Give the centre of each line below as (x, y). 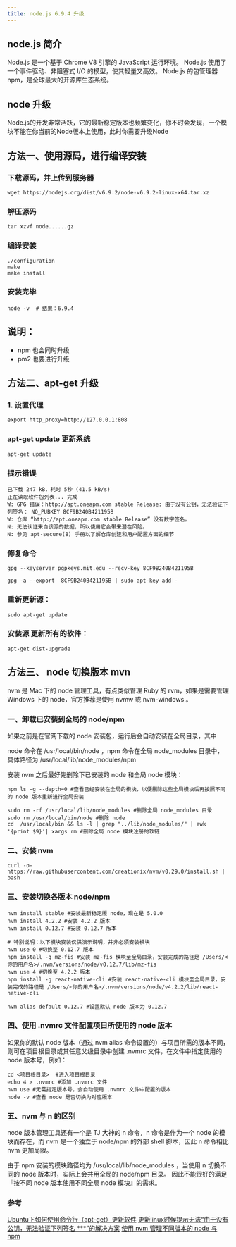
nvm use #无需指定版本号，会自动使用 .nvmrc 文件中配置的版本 (89, 1089)
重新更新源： (29, 600)
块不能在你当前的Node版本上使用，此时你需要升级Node (88, 132)
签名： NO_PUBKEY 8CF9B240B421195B (63, 511)
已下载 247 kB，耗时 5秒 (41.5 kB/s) (59, 489)
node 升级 (29, 104)
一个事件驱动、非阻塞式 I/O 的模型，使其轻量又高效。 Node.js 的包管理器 (113, 71)
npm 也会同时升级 (43, 350)
